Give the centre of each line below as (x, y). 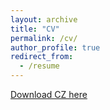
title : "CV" (35, 29)
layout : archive (44, 19)
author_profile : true (55, 47)
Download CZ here (49, 94)
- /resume (39, 66)
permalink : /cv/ (44, 38)
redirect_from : (42, 57)
